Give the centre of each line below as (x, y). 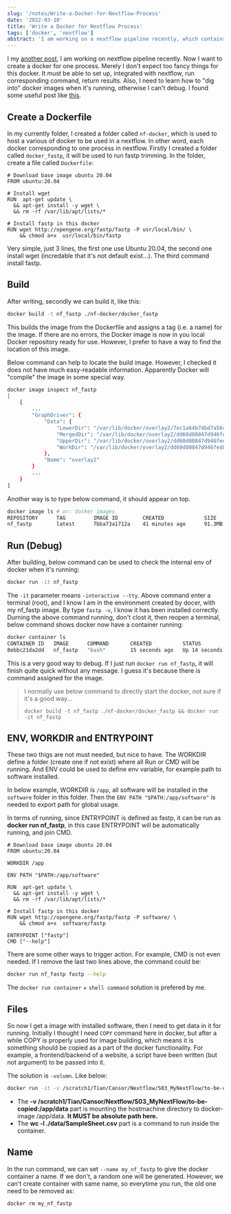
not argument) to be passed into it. (56, 1063)
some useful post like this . (44, 95)
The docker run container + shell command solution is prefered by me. (107, 987)
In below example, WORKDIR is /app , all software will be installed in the (108, 790)
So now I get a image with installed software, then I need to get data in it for (114, 1026)
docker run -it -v (33, 1089)
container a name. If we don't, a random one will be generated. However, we (115, 1176)
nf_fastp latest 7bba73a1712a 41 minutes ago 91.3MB (115, 524)
